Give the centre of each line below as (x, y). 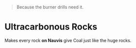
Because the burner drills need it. (50, 7)
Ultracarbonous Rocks (51, 27)
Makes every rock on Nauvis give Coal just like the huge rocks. (68, 40)
